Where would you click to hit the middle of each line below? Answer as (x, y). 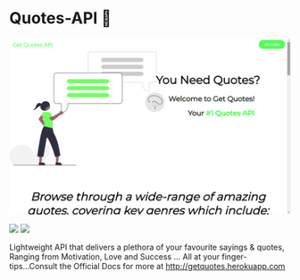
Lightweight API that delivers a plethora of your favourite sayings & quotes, (147, 247)
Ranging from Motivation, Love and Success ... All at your (115, 256)
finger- (234, 256)
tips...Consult (33, 266)
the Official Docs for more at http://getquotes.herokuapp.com (172, 266)
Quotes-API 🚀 (60, 18)
